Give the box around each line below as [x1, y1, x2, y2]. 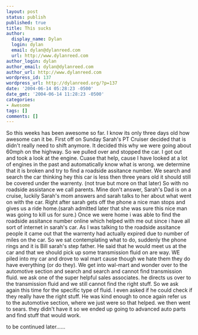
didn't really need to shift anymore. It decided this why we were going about [6, 142, 191, 149]
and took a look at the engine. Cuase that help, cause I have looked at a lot [6, 154, 188, 162]
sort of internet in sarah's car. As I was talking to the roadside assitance [6, 224, 181, 231]
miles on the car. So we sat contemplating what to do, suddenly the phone [6, 236, 187, 243]
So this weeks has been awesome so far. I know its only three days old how [6, 130, 190, 137]
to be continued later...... [6, 323, 66, 330]
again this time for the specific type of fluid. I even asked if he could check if [6, 286, 193, 294]
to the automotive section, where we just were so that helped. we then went [6, 299, 191, 307]
